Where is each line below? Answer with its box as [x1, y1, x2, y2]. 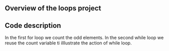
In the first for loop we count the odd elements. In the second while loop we [5, 35, 164, 41]
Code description [5, 21, 61, 30]
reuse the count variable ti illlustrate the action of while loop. [5, 40, 132, 46]
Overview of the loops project [5, 4, 102, 13]
